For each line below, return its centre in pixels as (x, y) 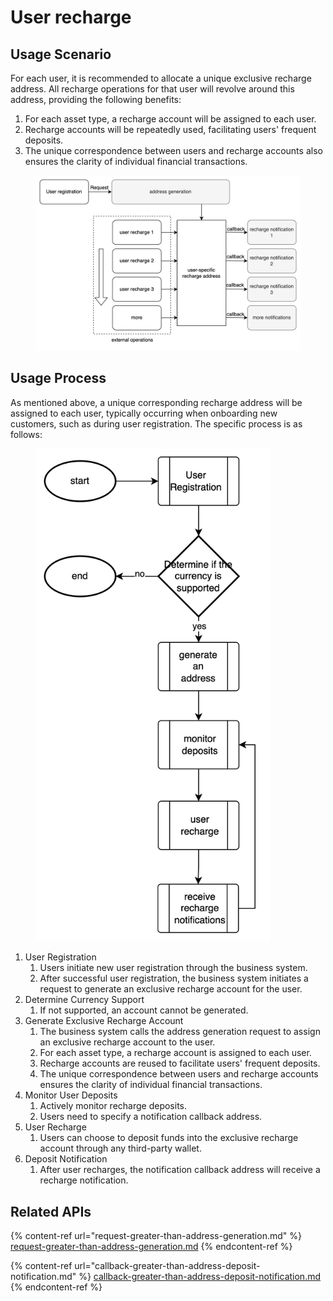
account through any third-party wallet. (120, 1148)
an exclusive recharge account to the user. (127, 1042)
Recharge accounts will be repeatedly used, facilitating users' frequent (170, 129)
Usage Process (58, 378)
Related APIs (51, 1211)
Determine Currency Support (84, 1000)
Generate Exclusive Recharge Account (104, 1021)
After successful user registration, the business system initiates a (174, 978)
